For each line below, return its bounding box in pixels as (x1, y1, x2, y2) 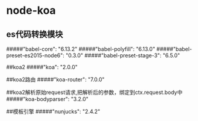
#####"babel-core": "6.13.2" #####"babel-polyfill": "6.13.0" (6, 46, 155, 52)
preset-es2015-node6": (6, 52, 65, 59)
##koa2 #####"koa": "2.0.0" (6, 64, 78, 70)
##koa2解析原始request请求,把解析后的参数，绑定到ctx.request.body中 (6, 88, 183, 96)
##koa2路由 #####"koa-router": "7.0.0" (6, 76, 105, 83)
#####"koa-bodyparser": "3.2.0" (6, 96, 89, 102)
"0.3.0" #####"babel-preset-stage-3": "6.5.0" (66, 52, 181, 59)
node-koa (6, 4, 56, 17)
